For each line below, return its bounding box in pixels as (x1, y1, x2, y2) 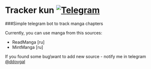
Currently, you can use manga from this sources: (5, 30, 103, 35)
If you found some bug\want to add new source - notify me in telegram (5, 53, 146, 59)
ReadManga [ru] (12, 39, 45, 45)
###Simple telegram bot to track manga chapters (5, 21, 103, 26)
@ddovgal (5, 58, 26, 64)
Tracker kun (5, 5, 55, 16)
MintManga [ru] (12, 44, 44, 50)
